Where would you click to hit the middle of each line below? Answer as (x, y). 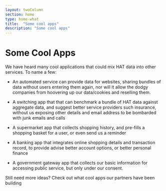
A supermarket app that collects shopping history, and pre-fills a (79, 128)
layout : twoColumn (24, 10)
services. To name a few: (31, 72)
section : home (20, 14)
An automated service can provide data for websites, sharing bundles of (86, 82)
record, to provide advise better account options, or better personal (82, 148)
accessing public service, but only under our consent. (68, 168)
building (13, 183)
